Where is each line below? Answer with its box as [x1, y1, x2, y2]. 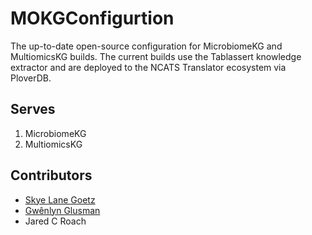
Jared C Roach [24, 215, 87, 227]
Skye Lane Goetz [24, 193, 96, 206]
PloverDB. [10, 72, 52, 84]
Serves [10, 101, 56, 118]
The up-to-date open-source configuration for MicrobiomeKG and [10, 40, 283, 52]
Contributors [10, 167, 93, 184]
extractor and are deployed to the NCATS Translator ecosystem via [10, 61, 287, 73]
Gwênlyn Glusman [24, 204, 101, 216]
